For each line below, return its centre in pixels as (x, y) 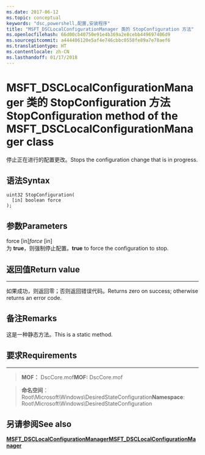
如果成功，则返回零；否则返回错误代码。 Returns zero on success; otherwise (102, 291)
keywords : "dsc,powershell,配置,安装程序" (58, 23)
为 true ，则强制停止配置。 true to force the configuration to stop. (88, 249)
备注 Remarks (32, 318)
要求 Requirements (42, 356)
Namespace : (168, 397)
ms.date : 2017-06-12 (33, 12)
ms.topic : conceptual (34, 18)
